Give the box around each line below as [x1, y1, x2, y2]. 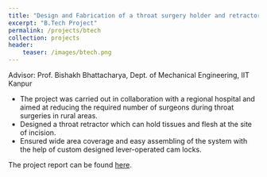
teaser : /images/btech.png [22, 48, 112, 56]
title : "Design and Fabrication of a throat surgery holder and [8, 11, 226, 20]
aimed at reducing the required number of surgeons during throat [19, 102, 234, 112]
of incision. [19, 128, 56, 137]
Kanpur [8, 79, 33, 88]
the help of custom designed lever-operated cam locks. [19, 144, 203, 154]
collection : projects [8, 33, 80, 42]
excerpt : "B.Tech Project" [8, 19, 98, 27]
